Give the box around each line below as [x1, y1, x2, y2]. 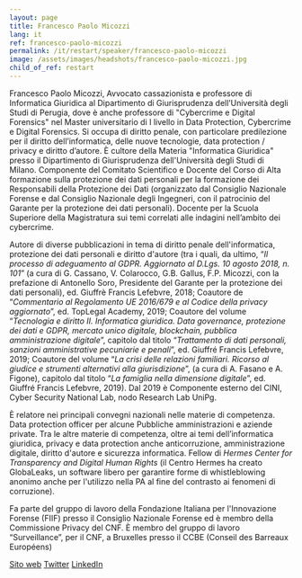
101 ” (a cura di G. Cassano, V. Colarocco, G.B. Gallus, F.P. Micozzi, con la [9, 267, 280, 279]
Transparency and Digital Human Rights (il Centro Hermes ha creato [9, 457, 263, 467]
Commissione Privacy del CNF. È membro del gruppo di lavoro [9, 522, 241, 533]
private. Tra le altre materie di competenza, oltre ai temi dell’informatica [9, 428, 274, 439]
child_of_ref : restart [9, 64, 94, 73]
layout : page [9, 13, 58, 22]
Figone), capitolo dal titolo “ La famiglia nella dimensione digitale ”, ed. [9, 372, 267, 383]
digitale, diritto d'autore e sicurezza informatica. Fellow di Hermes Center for [9, 447, 293, 458]
